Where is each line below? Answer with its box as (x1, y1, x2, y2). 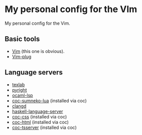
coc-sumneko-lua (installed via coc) (12, 97, 87, 104)
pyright (12, 87, 27, 93)
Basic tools (5, 35, 40, 43)
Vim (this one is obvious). (12, 48, 65, 54)
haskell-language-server (12, 108, 63, 114)
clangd (12, 103, 27, 109)
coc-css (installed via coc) (12, 113, 67, 119)
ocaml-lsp (12, 92, 33, 98)
